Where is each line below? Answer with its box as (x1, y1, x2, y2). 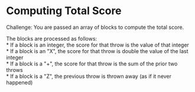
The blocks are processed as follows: (6, 35, 97, 42)
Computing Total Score (6, 4, 122, 18)
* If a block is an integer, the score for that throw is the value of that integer (6, 41, 189, 48)
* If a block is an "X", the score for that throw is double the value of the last (6, 47, 188, 54)
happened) (6, 78, 33, 86)
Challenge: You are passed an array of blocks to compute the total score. (6, 24, 184, 31)
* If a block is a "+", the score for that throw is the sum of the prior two (6, 60, 178, 67)
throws (6, 66, 23, 73)
